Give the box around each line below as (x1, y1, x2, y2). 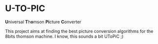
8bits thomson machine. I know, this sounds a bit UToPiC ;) (5, 33, 124, 39)
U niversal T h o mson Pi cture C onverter (5, 19, 82, 25)
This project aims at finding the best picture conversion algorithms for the (5, 28, 154, 34)
